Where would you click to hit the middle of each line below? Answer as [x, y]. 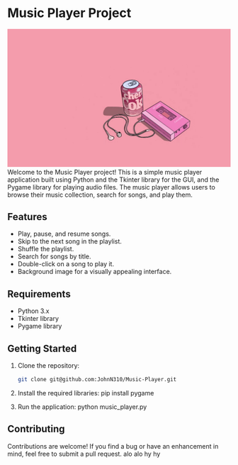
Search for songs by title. [54, 256]
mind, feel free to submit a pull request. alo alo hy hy [84, 454]
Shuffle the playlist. [46, 249]
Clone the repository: [49, 365]
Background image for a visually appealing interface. [95, 272]
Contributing [36, 429]
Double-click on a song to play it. [66, 264]
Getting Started [42, 348]
